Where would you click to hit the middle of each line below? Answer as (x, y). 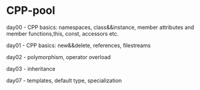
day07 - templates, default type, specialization (64, 80)
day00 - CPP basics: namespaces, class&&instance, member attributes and (100, 27)
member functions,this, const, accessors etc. (63, 33)
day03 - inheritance (31, 69)
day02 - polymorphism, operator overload (59, 57)
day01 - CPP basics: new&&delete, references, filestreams (79, 45)
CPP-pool (31, 11)
